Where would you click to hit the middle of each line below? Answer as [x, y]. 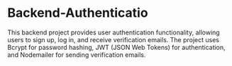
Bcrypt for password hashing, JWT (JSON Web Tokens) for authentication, [116, 47]
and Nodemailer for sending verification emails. [77, 55]
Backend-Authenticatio [78, 13]
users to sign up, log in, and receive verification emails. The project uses [114, 39]
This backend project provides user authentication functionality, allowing [114, 32]
